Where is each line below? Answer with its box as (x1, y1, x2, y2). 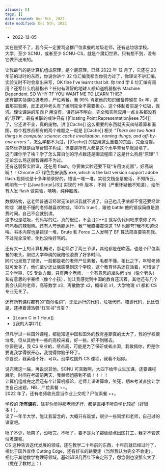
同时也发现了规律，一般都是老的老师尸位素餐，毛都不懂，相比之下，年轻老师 (5, 258, 160, 264)
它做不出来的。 (5, 57, 35, 63)
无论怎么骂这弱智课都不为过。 (5, 157, 65, 163)
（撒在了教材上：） (5, 461, 44, 467)
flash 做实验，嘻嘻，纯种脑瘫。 (19, 188, 82, 194)
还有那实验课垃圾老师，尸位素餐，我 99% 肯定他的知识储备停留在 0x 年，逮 (5, 97, 158, 103)
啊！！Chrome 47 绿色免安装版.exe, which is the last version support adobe (5, 170, 158, 176)
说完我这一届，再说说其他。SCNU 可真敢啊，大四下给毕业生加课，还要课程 (5, 366, 157, 372)
